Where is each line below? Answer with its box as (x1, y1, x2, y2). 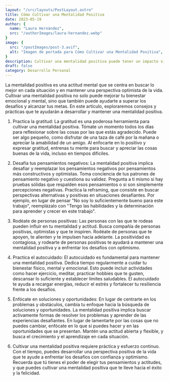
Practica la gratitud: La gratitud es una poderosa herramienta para (12, 119, 150, 124)
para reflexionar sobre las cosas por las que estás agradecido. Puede (12, 129, 157, 135)
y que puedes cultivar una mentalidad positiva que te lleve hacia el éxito (12, 365, 162, 370)
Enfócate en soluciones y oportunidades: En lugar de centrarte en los (12, 296, 156, 302)
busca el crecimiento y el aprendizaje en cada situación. (12, 334, 129, 339)
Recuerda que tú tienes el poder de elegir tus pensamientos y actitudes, (12, 359, 162, 365)
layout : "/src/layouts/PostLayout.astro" (5, 7, 94, 13)
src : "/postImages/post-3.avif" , (10, 45, 80, 50)
